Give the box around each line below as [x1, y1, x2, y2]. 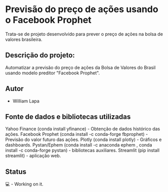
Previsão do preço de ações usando [5, 4, 158, 15]
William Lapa [12, 98, 39, 104]
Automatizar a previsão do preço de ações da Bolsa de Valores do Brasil [5, 64, 156, 70]
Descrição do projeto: [5, 51, 75, 60]
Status [5, 167, 27, 176]
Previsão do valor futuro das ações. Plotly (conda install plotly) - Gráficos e [5, 136, 162, 142]
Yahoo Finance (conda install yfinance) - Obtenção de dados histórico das [5, 126, 160, 132]
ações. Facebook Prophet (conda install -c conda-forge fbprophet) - [5, 131, 148, 137]
